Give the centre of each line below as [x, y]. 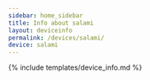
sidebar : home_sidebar [46, 15]
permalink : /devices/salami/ [56, 38]
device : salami [33, 45]
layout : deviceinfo [40, 30]
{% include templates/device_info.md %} [75, 67]
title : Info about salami [51, 23]
